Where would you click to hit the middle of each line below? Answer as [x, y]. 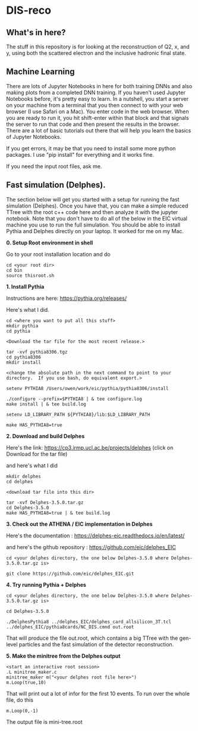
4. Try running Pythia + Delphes [46, 584]
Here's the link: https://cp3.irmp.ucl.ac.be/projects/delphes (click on [90, 447]
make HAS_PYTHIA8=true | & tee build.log [58, 513]
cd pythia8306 [24, 357]
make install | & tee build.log [46, 404]
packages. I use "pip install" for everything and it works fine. [80, 154]
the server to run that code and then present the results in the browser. [93, 124]
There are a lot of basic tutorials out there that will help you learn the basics [99, 130]
